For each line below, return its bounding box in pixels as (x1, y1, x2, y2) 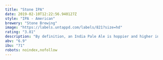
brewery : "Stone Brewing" (5, 20, 57, 26)
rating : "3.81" (5, 30, 36, 34)
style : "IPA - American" (5, 16, 55, 21)
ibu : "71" (5, 43, 25, 48)
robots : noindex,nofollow (5, 47, 57, 52)
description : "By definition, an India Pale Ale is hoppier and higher (5, 34, 153, 39)
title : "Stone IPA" (5, 7, 45, 12)
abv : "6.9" (5, 39, 27, 44)
